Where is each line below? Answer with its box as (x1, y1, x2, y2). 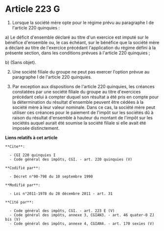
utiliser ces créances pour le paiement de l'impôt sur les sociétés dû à (12, 109, 154, 115)
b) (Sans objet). (5, 59, 37, 65)
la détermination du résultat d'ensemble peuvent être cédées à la (12, 99, 144, 105)
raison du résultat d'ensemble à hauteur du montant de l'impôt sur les (12, 115, 153, 120)
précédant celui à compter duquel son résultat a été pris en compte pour (12, 94, 159, 100)
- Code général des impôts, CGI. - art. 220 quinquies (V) (9, 157, 133, 162)
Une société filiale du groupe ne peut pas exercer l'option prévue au (12, 69, 150, 74)
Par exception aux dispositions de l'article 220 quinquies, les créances (12, 83, 155, 89)
